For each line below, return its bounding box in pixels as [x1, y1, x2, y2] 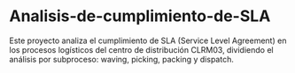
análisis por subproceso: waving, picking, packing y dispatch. [9, 54, 235, 64]
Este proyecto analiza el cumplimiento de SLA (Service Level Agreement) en [9, 35, 287, 46]
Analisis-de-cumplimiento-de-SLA [9, 6, 271, 26]
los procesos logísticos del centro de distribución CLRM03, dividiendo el [9, 44, 274, 55]
